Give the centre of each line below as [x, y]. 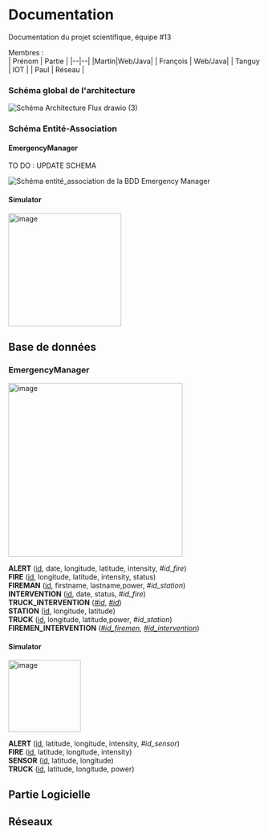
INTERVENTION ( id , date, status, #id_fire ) [77, 594]
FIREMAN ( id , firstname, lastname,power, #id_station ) [97, 586]
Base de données [53, 347]
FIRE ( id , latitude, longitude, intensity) [70, 752]
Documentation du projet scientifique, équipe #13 [90, 37]
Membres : [26, 52]
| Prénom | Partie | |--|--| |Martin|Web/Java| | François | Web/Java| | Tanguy [134, 61]
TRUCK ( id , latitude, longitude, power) [71, 769]
